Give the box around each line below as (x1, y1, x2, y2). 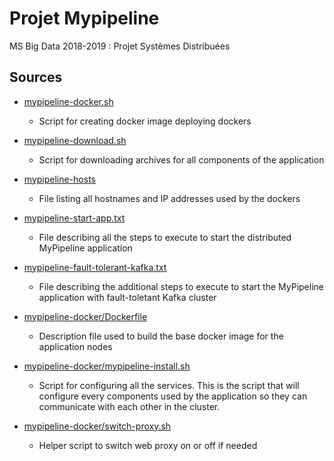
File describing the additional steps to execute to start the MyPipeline (38, 280, 324, 292)
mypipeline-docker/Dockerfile (23, 310, 148, 322)
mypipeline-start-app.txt (23, 212, 126, 224)
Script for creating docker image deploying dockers (38, 115, 252, 127)
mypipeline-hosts (23, 173, 96, 185)
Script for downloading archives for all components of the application (38, 153, 325, 166)
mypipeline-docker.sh (23, 95, 114, 107)
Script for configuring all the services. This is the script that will (38, 379, 300, 391)
